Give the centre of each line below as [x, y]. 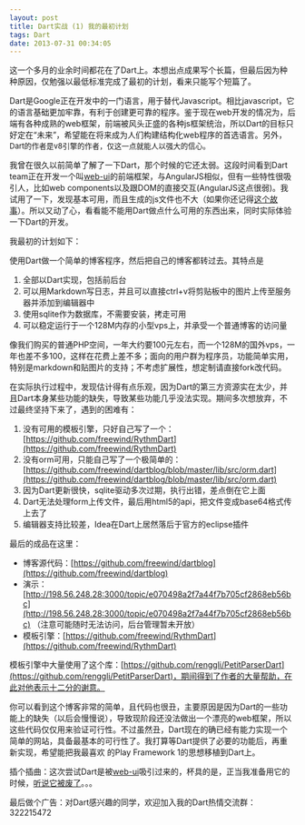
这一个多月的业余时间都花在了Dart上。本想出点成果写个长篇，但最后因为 [145, 70]
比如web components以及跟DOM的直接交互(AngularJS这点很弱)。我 [161, 188]
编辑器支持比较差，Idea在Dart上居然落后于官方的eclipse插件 [136, 525]
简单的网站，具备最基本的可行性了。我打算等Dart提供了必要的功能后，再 [145, 741]
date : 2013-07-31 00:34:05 [60, 43]
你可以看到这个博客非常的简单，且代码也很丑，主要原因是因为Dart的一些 [145, 707]
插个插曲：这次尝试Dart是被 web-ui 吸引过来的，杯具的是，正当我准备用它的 [150, 772]
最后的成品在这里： [45, 544]
